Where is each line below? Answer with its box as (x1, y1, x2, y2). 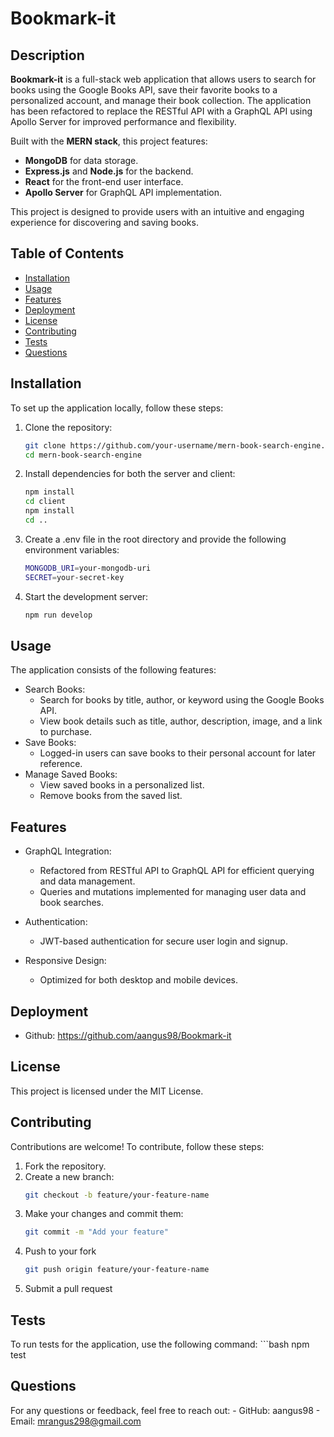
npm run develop (24, 610, 93, 620)
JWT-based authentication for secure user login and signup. (39, 935, 288, 947)
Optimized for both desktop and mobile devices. (39, 974, 239, 986)
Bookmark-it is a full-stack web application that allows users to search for (10, 73, 317, 85)
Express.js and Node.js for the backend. (24, 165, 194, 177)
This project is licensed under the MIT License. (10, 1085, 204, 1097)
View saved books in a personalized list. (39, 779, 205, 791)
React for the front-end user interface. (24, 176, 184, 187)
